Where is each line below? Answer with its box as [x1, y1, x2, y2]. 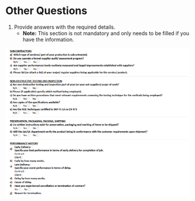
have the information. [22, 36, 74, 43]
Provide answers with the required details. [13, 23, 116, 30]
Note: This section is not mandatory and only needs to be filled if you [22, 29, 190, 36]
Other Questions [5, 4, 88, 18]
